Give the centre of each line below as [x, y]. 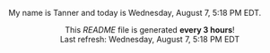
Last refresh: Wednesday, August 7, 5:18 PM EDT [150, 39]
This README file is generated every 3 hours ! [150, 30]
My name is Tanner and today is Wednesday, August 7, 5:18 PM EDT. [135, 13]
